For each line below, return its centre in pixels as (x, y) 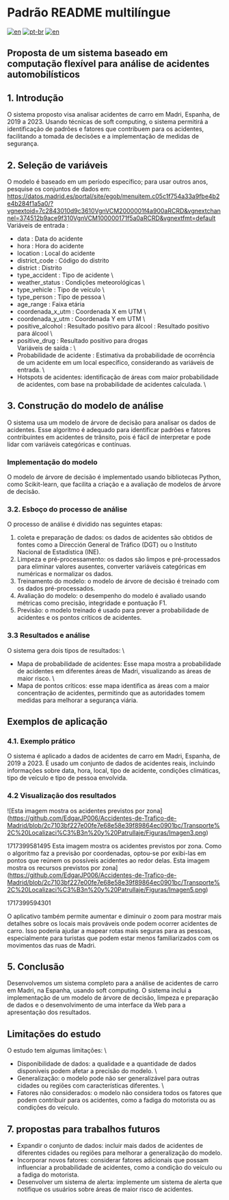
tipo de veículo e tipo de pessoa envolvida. (67, 778)
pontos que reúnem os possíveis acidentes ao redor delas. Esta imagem (108, 860)
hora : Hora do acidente (50, 245)
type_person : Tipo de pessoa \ (61, 297)
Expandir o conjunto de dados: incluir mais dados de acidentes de (110, 1146)
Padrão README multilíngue (89, 13)
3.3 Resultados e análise (49, 636)
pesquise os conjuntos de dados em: (59, 189)
